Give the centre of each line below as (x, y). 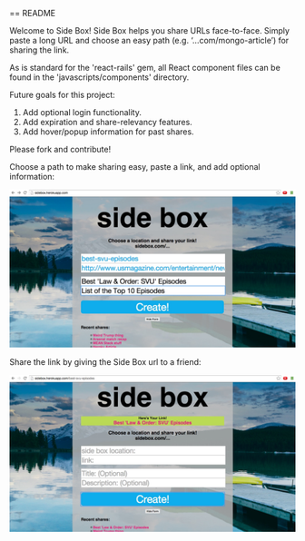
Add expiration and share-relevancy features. (107, 122)
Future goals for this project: (62, 95)
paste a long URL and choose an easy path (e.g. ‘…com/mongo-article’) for (149, 40)
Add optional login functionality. (82, 112)
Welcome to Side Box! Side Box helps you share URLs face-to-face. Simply (150, 30)
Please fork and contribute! (60, 149)
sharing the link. (39, 50)
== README (33, 13)
